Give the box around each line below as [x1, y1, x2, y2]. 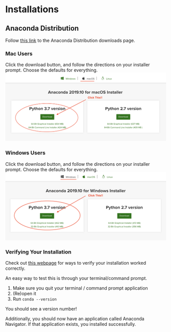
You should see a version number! [5, 306, 77, 312]
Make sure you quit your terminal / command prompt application [12, 285, 148, 291]
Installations [5, 4, 59, 15]
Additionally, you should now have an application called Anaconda [5, 316, 144, 322]
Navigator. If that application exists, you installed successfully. [5, 321, 136, 327]
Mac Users [5, 50, 33, 57]
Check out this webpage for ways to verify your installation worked [5, 260, 146, 266]
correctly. [5, 265, 26, 271]
